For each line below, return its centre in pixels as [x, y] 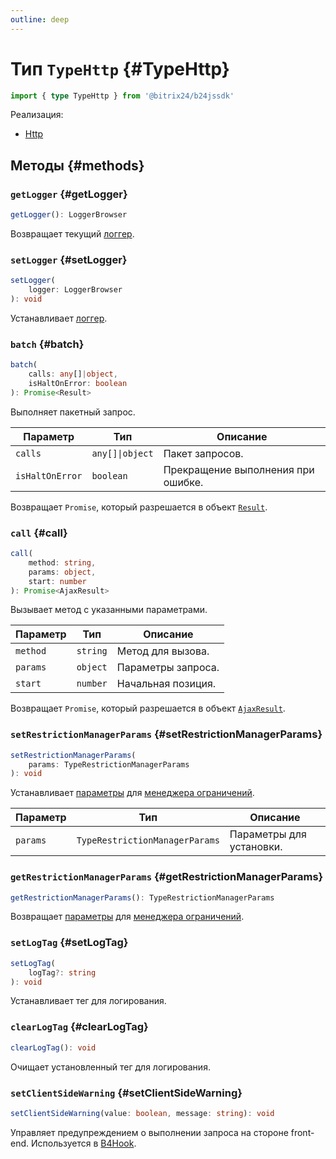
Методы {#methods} [77, 165]
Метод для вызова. [163, 651]
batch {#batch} [47, 344]
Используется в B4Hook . [83, 1143]
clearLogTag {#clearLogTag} [79, 1027]
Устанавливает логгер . [59, 318]
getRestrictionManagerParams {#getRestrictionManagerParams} [167, 877]
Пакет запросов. [203, 453]
